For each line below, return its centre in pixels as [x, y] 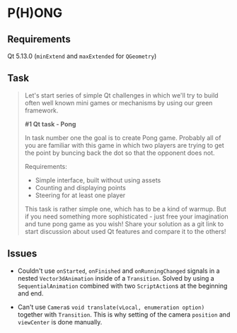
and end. [30, 293]
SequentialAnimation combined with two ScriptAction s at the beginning [122, 286]
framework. [41, 110]
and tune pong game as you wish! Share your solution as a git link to [124, 223]
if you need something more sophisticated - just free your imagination [126, 216]
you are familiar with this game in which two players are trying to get [124, 145]
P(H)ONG [35, 13]
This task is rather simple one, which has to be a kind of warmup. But [125, 209]
